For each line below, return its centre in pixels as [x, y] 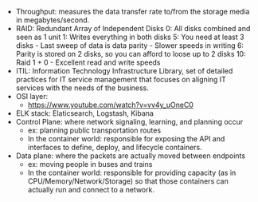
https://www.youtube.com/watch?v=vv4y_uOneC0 [110, 105]
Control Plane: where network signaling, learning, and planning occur [129, 122]
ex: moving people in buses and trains [90, 164]
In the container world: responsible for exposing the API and [126, 139]
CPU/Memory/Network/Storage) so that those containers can [128, 181]
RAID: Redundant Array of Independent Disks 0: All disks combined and [133, 28]
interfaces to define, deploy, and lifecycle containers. [115, 147]
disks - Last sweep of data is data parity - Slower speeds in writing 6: [130, 46]
